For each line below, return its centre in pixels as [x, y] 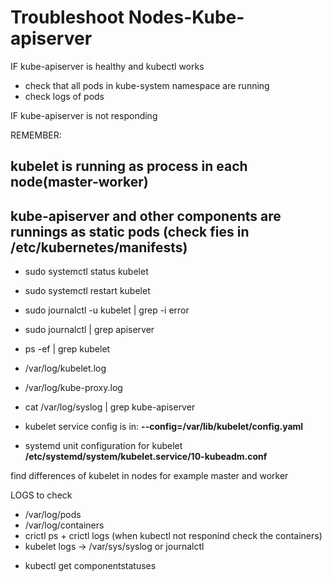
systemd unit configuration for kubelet [103, 446]
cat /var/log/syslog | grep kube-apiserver [110, 407]
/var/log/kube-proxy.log [73, 388]
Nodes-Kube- [186, 17]
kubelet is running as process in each [129, 166]
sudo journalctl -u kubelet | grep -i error [107, 310]
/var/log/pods [53, 515]
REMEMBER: [36, 135]
